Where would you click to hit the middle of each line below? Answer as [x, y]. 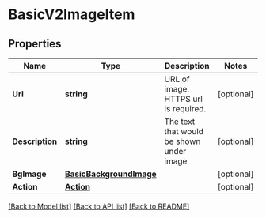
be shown [182, 141]
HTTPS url [184, 99]
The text [180, 122]
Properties [35, 44]
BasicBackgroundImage [110, 174]
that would [184, 132]
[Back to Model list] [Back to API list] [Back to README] [99, 206]
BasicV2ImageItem [72, 15]
